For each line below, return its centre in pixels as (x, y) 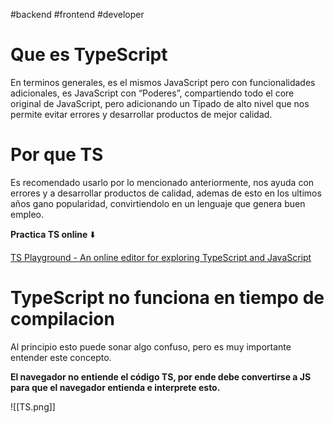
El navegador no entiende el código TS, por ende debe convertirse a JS (161, 376)
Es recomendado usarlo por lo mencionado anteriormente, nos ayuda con (162, 182)
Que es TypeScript (89, 55)
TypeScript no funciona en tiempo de (167, 298)
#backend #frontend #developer (77, 14)
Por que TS (57, 155)
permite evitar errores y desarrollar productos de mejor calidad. (141, 114)
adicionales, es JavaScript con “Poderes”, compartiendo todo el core (152, 93)
